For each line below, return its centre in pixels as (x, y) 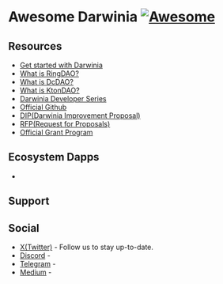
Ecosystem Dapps (54, 157)
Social (24, 228)
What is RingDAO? (49, 74)
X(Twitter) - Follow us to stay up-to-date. (87, 247)
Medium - (36, 272)
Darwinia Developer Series (63, 98)
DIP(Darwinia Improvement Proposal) (80, 115)
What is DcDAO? (46, 82)
